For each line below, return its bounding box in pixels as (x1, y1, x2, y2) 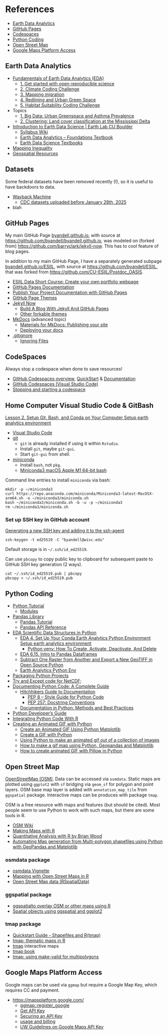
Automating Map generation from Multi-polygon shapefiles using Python (12, 838, 163, 844)
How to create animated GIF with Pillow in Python (20, 748, 122, 754)
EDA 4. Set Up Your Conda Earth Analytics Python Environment (20, 635, 151, 641)
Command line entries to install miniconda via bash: (5, 477, 111, 483)
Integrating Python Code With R (12, 716, 78, 722)
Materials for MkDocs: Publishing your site (20, 322, 108, 328)
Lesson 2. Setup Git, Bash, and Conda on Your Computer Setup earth (5, 414, 148, 420)
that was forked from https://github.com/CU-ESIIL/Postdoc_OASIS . (5, 269, 143, 275)
